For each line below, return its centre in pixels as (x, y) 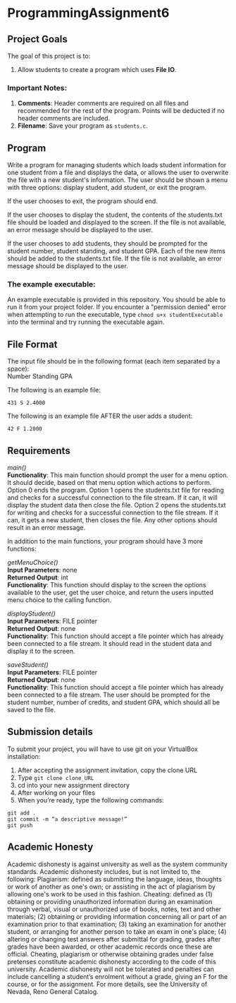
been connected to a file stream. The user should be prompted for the (109, 695)
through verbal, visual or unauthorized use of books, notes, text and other (114, 909)
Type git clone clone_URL (56, 777)
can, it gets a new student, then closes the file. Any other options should (112, 520)
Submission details (50, 732)
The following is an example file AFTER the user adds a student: (100, 416)
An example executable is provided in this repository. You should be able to (117, 300)
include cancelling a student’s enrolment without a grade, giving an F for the (118, 976)
